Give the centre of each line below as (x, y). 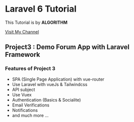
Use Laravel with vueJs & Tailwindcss (50, 84)
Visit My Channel (22, 32)
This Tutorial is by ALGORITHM (36, 22)
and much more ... (30, 115)
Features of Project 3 (30, 69)
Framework (23, 55)
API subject (24, 89)
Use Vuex (22, 95)
